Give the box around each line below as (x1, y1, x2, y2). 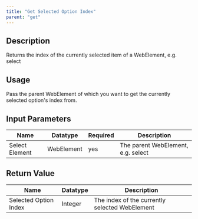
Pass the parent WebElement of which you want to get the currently (6, 91, 171, 98)
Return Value (6, 168, 55, 178)
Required (88, 131, 114, 139)
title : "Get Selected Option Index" (6, 8, 96, 15)
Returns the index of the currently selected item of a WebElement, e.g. (6, 51, 177, 59)
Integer (61, 200, 82, 208)
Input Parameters (6, 114, 71, 124)
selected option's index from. (6, 97, 77, 104)
